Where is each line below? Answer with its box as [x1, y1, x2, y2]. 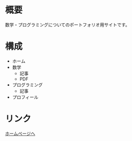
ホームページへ [5, 130, 35, 136]
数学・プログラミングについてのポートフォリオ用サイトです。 [5, 22, 130, 28]
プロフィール [12, 94, 38, 100]
